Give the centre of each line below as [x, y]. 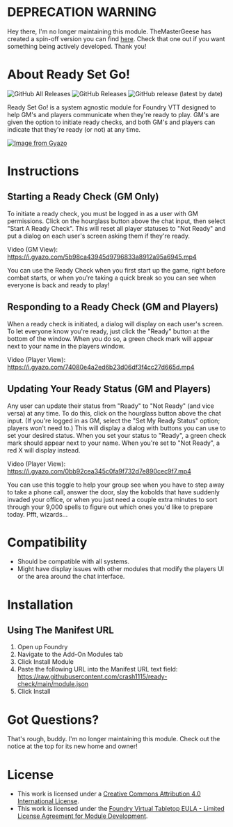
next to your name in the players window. [66, 346]
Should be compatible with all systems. [73, 561]
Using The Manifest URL [61, 631]
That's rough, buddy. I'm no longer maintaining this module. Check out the [114, 739]
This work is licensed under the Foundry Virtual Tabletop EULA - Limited [121, 809]
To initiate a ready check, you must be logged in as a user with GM [103, 213]
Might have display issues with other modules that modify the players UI [121, 569]
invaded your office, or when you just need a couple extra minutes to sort [112, 499]
